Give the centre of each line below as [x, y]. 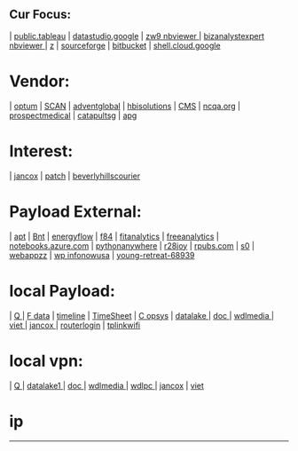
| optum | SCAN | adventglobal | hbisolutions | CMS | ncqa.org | [125, 106]
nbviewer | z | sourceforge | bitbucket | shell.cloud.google [115, 45]
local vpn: [47, 361]
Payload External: [75, 211]
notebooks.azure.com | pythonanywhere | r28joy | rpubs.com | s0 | [132, 245]
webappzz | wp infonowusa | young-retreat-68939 [102, 255]
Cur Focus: [40, 15]
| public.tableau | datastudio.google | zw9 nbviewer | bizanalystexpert [137, 36]
